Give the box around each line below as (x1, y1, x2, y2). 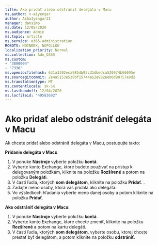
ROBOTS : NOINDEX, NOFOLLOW (5, 43, 60, 48)
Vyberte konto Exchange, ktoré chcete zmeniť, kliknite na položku (12, 219, 144, 225)
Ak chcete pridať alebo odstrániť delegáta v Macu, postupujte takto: (5, 140, 141, 146)
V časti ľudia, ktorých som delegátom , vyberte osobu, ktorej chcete (12, 229, 148, 235)
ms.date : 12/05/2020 (5, 25, 47, 30)
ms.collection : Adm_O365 (5, 52, 55, 57)
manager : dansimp (5, 20, 40, 26)
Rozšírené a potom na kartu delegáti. (12, 224, 86, 230)
